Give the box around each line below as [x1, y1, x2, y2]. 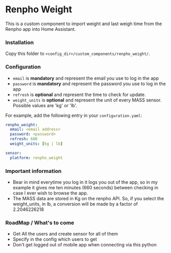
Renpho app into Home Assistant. [5, 26, 76, 32]
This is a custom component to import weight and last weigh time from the [5, 21, 162, 27]
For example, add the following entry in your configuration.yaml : [5, 112, 142, 119]
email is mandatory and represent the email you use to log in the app [12, 75, 159, 81]
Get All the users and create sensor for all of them [12, 231, 118, 237]
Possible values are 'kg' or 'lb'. [12, 102, 78, 108]
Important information [5, 167, 62, 174]
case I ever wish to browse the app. [12, 190, 88, 196]
